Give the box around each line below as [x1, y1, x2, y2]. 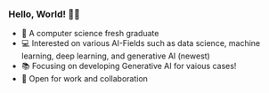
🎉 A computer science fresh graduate [20, 28, 159, 39]
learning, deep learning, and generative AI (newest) [20, 50, 210, 61]
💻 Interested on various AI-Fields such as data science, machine [20, 38, 260, 49]
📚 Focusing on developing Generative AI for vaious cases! [20, 61, 237, 72]
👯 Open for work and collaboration [20, 74, 149, 84]
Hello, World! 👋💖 [8, 8, 81, 20]
